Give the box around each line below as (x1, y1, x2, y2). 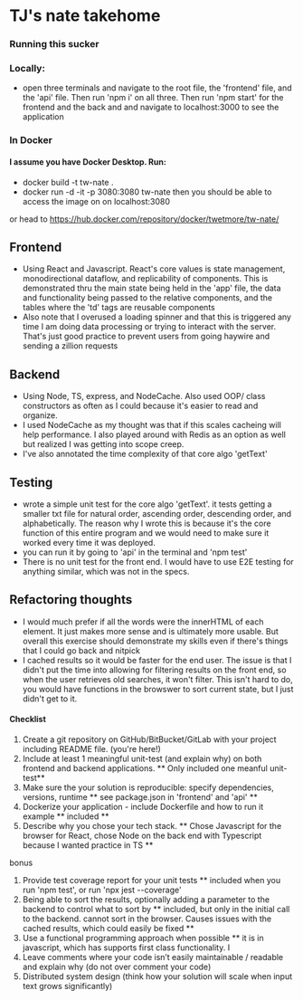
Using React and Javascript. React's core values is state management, (22, 263, 286, 274)
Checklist (9, 714, 47, 725)
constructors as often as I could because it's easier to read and (22, 400, 259, 412)
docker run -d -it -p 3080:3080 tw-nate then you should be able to (22, 186, 272, 197)
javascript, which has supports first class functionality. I (22, 942, 231, 953)
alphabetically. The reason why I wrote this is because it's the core (22, 518, 271, 529)
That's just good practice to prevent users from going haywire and (22, 331, 270, 342)
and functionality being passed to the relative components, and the (22, 292, 273, 303)
